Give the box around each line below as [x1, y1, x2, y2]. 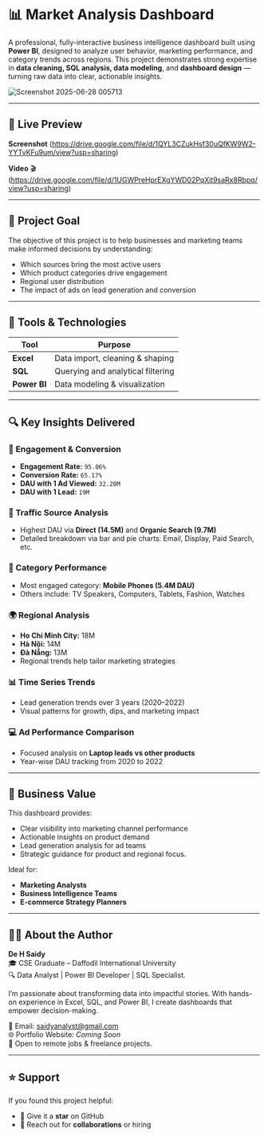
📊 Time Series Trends [8, 676, 96, 687]
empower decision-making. [8, 1006, 98, 1015]
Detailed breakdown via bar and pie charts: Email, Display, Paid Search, [19, 534, 254, 543]
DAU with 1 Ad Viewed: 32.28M [19, 478, 121, 488]
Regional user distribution [19, 276, 104, 286]
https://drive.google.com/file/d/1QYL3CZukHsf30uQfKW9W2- [51, 138, 257, 148]
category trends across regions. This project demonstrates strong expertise [8, 54, 258, 64]
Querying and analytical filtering [54, 366, 175, 377]
